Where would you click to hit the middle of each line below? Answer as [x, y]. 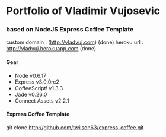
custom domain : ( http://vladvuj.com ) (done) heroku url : [75, 42]
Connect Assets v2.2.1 [42, 101]
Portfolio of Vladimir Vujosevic [83, 11]
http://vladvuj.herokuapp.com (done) [51, 49]
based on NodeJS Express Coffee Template [70, 30]
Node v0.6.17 [31, 75]
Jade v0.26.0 [31, 94]
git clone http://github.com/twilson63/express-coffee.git [75, 127]
